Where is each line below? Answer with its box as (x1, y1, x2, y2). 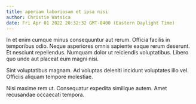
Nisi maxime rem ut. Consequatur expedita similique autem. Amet (6, 85, 167, 92)
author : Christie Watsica (6, 14, 71, 20)
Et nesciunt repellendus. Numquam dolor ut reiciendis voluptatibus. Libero (6, 49, 189, 56)
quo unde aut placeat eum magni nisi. (6, 55, 99, 63)
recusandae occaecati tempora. (6, 91, 85, 99)
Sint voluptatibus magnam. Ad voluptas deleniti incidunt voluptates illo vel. (6, 67, 189, 74)
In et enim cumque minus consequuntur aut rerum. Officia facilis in (6, 36, 170, 44)
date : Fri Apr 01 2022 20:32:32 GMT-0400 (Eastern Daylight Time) (6, 20, 175, 26)
